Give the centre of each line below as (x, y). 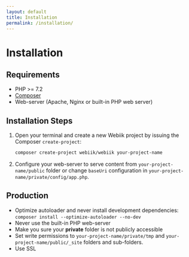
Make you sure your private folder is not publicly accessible (89, 229)
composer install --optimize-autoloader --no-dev (78, 217)
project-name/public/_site (48, 243)
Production (28, 196)
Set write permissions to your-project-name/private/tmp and (90, 235)
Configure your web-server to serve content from (76, 164)
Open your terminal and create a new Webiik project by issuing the (97, 135)
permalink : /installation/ (40, 23)
